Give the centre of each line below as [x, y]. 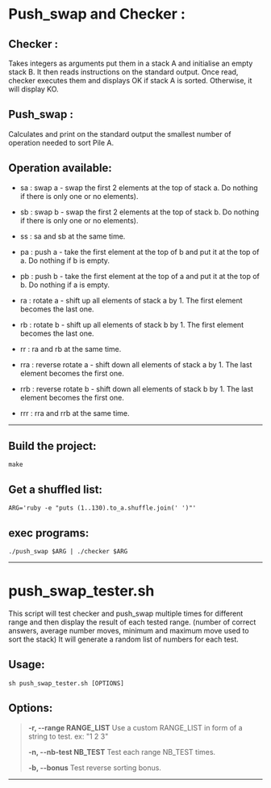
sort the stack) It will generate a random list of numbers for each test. [124, 639]
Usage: [27, 665]
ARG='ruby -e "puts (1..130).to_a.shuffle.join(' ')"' [102, 508]
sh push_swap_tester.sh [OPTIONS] [67, 683]
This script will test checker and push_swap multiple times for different [126, 613]
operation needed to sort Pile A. [61, 142]
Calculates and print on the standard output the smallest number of [120, 133]
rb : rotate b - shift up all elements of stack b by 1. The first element [132, 324]
